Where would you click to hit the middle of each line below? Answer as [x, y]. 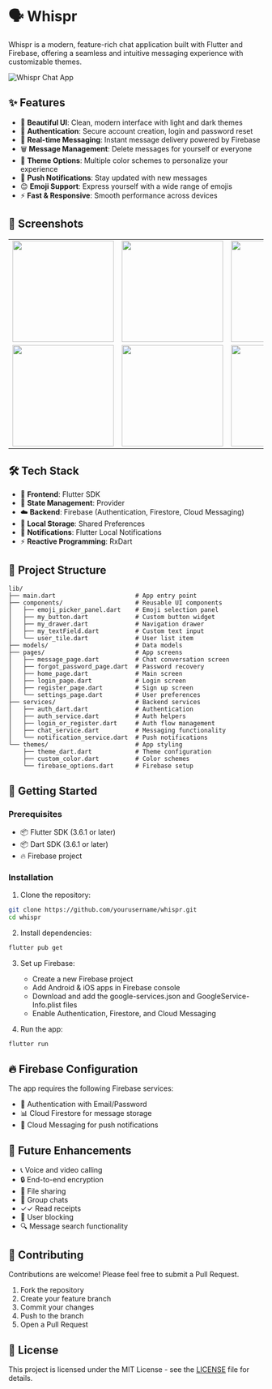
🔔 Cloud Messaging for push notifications [89, 1125]
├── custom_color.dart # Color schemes [106, 759]
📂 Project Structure [57, 570]
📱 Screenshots [46, 224]
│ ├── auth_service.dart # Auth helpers [97, 716]
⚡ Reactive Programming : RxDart [76, 541]
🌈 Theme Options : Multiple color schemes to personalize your [124, 160]
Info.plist [47, 1004]
